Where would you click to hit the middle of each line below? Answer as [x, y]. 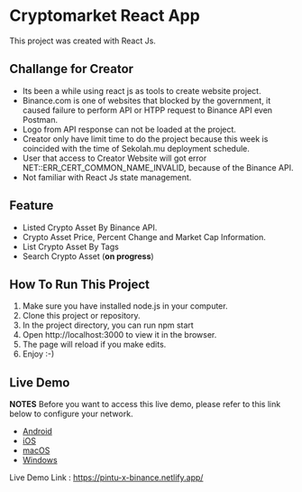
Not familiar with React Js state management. [107, 177]
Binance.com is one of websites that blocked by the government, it [146, 100]
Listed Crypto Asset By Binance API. [90, 227]
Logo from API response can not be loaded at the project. [129, 129]
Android [37, 432]
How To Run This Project [80, 284]
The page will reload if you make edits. [94, 345]
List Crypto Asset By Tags [70, 246]
